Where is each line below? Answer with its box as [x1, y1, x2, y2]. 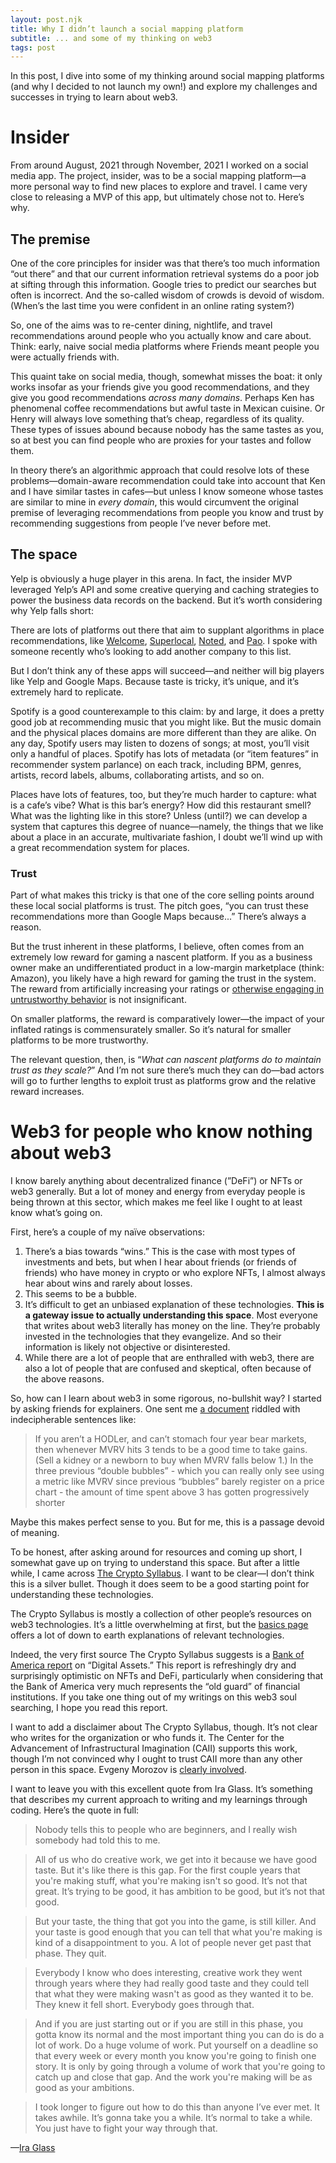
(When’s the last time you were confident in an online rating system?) [10, 300, 295, 311]
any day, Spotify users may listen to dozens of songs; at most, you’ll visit [10, 737, 310, 749]
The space [10, 546, 78, 563]
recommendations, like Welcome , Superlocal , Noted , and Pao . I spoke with [10, 634, 318, 646]
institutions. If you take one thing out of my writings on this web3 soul [10, 1691, 297, 1703]
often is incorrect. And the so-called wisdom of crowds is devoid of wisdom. [10, 289, 325, 301]
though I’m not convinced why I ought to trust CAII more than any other [10, 1753, 303, 1765]
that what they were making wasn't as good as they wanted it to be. [34, 1988, 314, 2000]
